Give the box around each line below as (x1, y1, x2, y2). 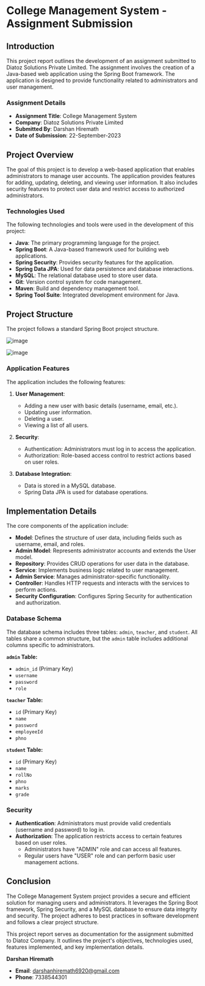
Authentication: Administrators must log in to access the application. (24, 445, 196, 453)
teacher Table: (6, 696, 43, 703)
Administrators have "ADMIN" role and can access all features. (24, 845, 182, 853)
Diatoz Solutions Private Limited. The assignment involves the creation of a (6, 64, 195, 71)
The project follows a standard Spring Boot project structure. (6, 325, 159, 333)
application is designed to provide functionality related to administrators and (6, 77, 198, 84)
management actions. (24, 858, 79, 866)
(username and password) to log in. (15, 826, 105, 833)
